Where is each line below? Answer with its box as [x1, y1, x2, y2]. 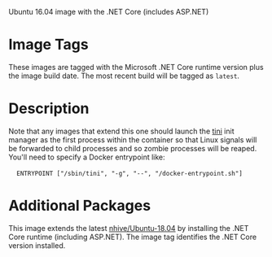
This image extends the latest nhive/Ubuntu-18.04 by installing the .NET [8, 223, 249, 233]
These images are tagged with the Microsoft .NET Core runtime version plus [8, 62, 264, 72]
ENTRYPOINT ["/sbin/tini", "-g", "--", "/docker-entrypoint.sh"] [15, 169, 243, 177]
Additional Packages [8, 197, 151, 215]
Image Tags [8, 36, 89, 54]
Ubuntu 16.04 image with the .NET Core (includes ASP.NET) [8, 7, 209, 16]
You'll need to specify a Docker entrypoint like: [8, 152, 165, 162]
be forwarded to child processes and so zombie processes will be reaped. [8, 143, 257, 153]
